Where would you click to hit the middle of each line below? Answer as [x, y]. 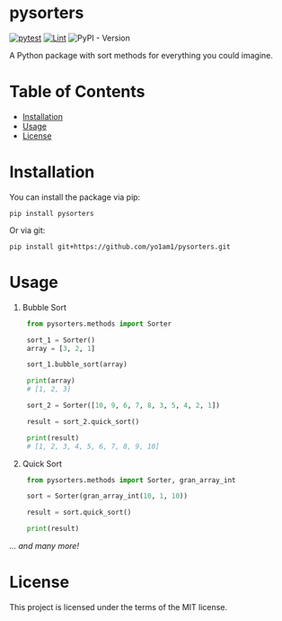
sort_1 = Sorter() [61, 340]
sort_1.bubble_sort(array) [77, 364]
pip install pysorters [52, 213]
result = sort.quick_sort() [79, 513]
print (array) [51, 381]
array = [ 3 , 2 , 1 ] [61, 348]
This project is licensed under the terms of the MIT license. [118, 607]
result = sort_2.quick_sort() [83, 421]
